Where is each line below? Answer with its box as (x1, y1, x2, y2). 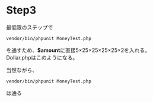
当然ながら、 (6, 66, 37, 74)
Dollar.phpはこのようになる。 (6, 54, 78, 61)
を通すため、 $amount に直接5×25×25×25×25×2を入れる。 (6, 47, 150, 54)
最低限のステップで (6, 24, 53, 31)
